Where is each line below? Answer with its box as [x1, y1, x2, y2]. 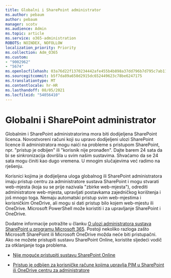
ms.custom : [5, 54, 28, 60]
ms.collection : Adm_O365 [5, 50, 58, 55]
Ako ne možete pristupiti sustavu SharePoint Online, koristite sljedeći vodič [5, 237, 162, 243]
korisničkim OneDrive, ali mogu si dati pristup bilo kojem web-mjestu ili [5, 200, 154, 206]
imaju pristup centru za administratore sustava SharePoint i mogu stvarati [5, 179, 159, 185]
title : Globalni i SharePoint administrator [5, 7, 101, 13]
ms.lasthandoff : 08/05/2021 [5, 87, 65, 93]
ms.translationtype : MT [5, 78, 56, 83]
